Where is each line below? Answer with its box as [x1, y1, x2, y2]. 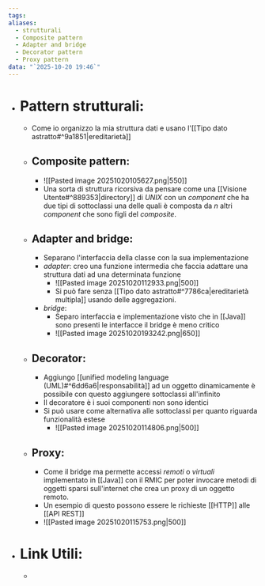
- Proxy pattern [15, 56, 69, 64]
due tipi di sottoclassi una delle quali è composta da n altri [43, 201, 233, 210]
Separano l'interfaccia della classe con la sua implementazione [43, 253, 249, 263]
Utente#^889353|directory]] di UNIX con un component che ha [43, 192, 250, 202]
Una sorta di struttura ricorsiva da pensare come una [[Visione [43, 183, 248, 194]
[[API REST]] [43, 508, 85, 518]
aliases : [8, 19, 37, 27]
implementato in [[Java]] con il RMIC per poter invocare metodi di [43, 475, 257, 485]
